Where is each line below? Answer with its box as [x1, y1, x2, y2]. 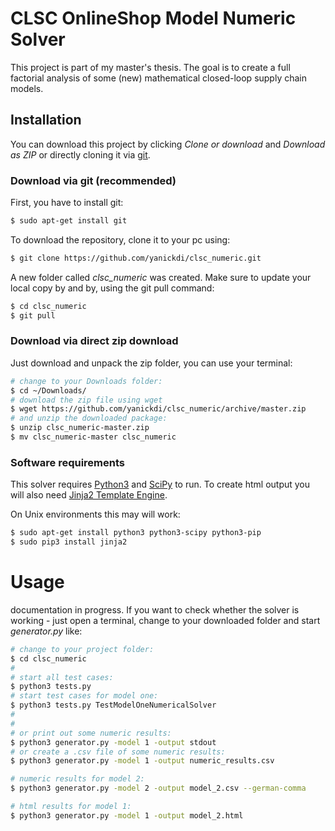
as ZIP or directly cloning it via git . [10, 148, 151, 161]
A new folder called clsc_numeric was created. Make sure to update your [10, 271, 312, 283]
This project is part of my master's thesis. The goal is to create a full [10, 61, 291, 73]
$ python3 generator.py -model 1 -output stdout [10, 737, 217, 747]
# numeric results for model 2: [10, 774, 145, 784]
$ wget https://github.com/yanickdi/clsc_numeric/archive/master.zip [10, 404, 307, 414]
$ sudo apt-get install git [10, 216, 128, 226]
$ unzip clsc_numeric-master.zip [10, 423, 150, 433]
